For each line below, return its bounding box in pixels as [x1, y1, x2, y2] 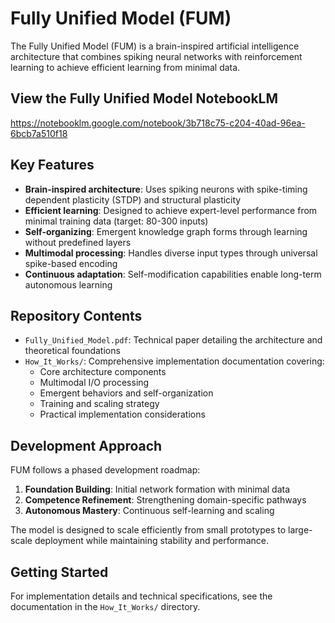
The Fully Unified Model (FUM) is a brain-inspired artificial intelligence [10, 40, 300, 52]
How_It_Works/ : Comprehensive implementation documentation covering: [24, 355, 325, 367]
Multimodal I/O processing [39, 377, 150, 389]
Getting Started [10, 563, 109, 581]
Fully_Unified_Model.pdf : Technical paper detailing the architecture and [24, 334, 323, 346]
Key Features [10, 157, 95, 174]
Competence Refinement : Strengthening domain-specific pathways [24, 494, 307, 506]
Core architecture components [39, 366, 167, 378]
